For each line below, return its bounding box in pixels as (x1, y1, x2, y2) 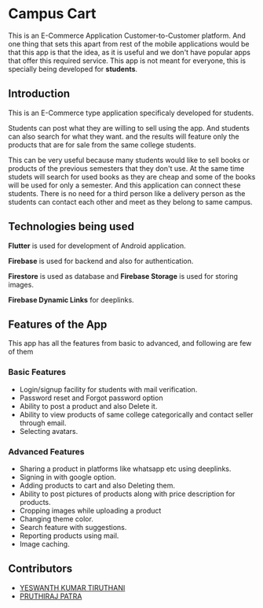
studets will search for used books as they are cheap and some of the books (8, 172, 256, 181)
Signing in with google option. (19, 472, 116, 481)
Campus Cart (8, 5, 97, 23)
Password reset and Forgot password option (19, 393, 163, 402)
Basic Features (8, 367, 67, 378)
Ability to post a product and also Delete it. (19, 401, 158, 410)
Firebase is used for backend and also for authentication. (8, 256, 194, 265)
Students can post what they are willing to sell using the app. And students (8, 123, 250, 132)
